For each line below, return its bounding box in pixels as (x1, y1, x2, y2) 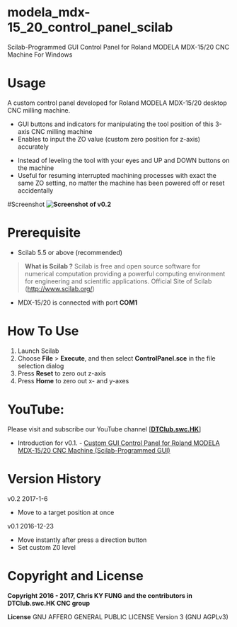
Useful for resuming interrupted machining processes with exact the (17, 171, 217, 179)
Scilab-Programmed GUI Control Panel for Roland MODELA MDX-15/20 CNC (7, 43, 230, 51)
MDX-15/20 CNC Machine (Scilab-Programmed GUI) (17, 446, 171, 454)
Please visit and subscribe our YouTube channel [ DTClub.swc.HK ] (7, 424, 202, 433)
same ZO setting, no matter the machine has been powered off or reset (17, 179, 225, 187)
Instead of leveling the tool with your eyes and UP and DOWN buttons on (17, 156, 230, 164)
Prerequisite (7, 225, 81, 241)
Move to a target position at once (17, 508, 115, 516)
